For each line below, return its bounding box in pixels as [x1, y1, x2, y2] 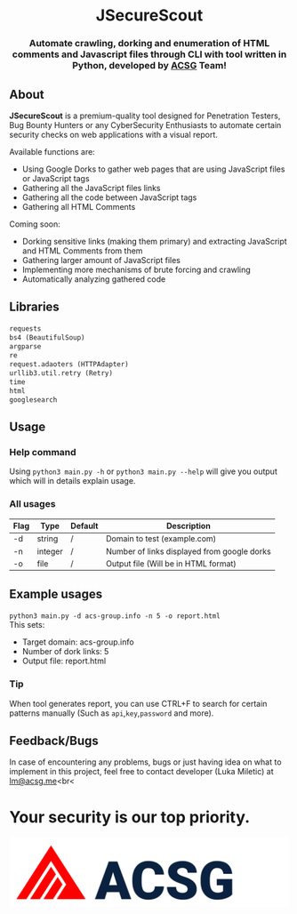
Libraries [9, 300, 60, 315]
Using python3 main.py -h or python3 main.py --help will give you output [9, 466, 277, 477]
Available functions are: [9, 146, 95, 156]
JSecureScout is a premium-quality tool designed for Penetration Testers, [9, 110, 281, 121]
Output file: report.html [21, 655, 107, 667]
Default [70, 521, 99, 532]
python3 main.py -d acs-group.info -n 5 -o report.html [9, 612, 221, 621]
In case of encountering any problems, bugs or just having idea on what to [9, 757, 282, 767]
